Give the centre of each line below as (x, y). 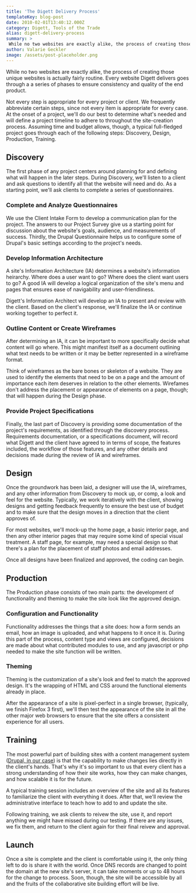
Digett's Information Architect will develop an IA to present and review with (96, 301)
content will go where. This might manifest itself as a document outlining (93, 347)
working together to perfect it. (42, 313)
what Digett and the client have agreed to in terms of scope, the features (93, 442)
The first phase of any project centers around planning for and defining (92, 171)
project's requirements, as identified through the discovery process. (88, 430)
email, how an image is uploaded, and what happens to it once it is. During (95, 633)
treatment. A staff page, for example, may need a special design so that (92, 542)
